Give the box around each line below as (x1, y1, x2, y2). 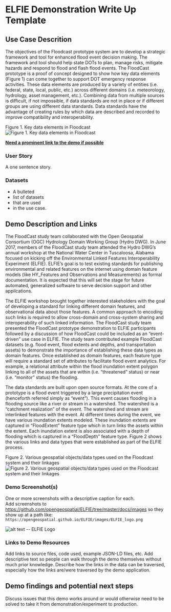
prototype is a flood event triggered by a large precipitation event (5, 390, 143, 396)
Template (5, 14, 46, 26)
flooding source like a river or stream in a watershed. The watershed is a (5, 401, 158, 407)
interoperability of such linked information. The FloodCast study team (5, 320, 152, 326)
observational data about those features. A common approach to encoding (5, 309, 163, 315)
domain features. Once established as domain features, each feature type (5, 353, 161, 359)
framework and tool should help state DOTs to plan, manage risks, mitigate (5, 60, 163, 65)
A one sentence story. (5, 164, 52, 170)
